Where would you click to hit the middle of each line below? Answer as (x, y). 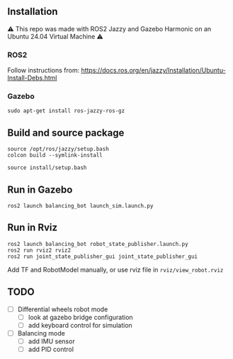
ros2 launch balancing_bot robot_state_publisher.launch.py (98, 244)
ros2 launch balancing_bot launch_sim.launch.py (80, 206)
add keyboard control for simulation (80, 325)
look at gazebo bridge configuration (80, 317)
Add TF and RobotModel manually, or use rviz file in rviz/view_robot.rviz (115, 269)
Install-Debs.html (32, 78)
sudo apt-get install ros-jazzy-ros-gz (66, 111)
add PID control (51, 349)
